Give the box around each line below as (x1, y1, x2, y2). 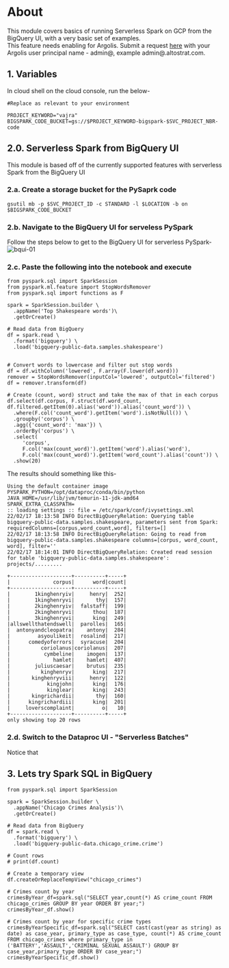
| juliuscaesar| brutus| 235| (7, 662, 127, 670)
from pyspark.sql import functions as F (7, 290, 124, 297)
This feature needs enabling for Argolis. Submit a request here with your (7, 41, 211, 49)
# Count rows (7, 852, 44, 859)
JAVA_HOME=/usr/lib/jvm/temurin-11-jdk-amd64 (7, 495, 139, 502)
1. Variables (7, 69, 57, 80)
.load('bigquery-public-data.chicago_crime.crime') (13, 840, 164, 847)
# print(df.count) (7, 858, 59, 865)
